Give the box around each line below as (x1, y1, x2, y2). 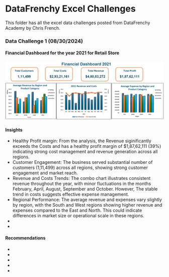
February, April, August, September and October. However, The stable (12, 186, 158, 192)
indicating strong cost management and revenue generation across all (12, 149, 158, 155)
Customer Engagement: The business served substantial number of (12, 159, 153, 165)
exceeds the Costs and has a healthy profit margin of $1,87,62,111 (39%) (12, 143, 161, 149)
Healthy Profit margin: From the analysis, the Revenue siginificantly (12, 138, 152, 144)
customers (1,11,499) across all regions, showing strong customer (12, 164, 148, 171)
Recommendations (5, 235, 46, 241)
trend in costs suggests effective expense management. (12, 192, 129, 198)
